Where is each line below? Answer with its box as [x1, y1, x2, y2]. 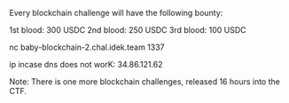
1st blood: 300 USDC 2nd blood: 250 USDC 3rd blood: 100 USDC [9, 25, 246, 35]
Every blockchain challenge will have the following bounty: [9, 8, 223, 18]
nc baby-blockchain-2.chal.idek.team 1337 [9, 42, 166, 52]
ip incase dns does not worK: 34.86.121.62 [9, 59, 163, 69]
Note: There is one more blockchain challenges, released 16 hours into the [9, 76, 281, 87]
